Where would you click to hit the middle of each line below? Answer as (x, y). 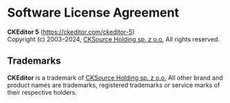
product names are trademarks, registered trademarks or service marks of (114, 85)
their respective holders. (42, 92)
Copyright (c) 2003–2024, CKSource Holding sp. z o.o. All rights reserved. (114, 39)
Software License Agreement (93, 13)
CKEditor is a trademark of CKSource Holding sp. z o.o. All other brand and (115, 77)
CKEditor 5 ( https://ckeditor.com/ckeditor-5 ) (71, 32)
